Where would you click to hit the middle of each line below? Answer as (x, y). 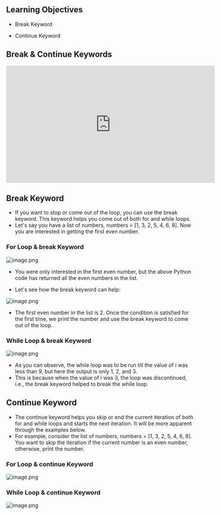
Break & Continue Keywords (59, 54)
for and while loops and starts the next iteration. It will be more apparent (103, 423)
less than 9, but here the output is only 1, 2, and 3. (76, 372)
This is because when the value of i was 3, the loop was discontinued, (101, 378)
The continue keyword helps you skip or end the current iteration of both (104, 417)
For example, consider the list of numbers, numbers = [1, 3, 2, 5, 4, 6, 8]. (103, 436)
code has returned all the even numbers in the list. (76, 278)
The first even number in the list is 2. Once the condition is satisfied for (102, 313)
